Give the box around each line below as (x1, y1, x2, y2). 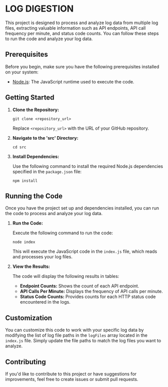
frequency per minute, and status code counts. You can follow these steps (5, 30, 159, 36)
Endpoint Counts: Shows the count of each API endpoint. (20, 283, 139, 289)
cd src (12, 144, 27, 150)
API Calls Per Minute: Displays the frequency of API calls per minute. (20, 288, 163, 295)
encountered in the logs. (20, 299, 71, 305)
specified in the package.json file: (12, 168, 82, 174)
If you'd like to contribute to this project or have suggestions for (5, 371, 137, 377)
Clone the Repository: (12, 107, 59, 113)
